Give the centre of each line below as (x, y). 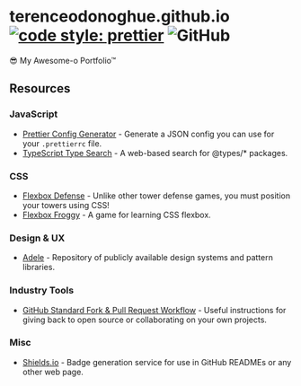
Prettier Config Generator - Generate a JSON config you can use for (148, 134)
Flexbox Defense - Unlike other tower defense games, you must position (156, 196)
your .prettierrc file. (62, 143)
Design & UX (37, 238)
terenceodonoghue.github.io (120, 17)
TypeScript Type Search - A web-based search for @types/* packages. (155, 153)
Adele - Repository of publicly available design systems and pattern (148, 258)
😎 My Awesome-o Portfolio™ (63, 60)
